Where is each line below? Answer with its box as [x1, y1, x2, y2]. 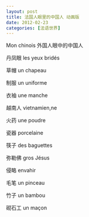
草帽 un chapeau [6, 67, 47, 74]
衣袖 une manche [6, 92, 48, 99]
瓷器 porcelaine [6, 129, 44, 136]
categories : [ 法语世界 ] [6, 25, 60, 31]
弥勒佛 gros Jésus [6, 154, 50, 162]
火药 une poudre [6, 117, 46, 124]
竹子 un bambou [6, 192, 46, 199]
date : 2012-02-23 [6, 19, 49, 25]
